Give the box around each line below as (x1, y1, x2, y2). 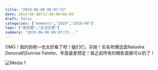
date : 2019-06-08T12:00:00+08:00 (5, 12, 74, 17)
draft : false (5, 16, 32, 21)
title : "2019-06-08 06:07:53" (5, 7, 67, 12)
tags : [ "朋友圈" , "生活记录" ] (5, 25, 60, 30)
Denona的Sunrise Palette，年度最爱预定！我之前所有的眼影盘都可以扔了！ (5, 50, 155, 56)
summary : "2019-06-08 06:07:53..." (5, 30, 78, 35)
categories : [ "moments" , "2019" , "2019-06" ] (5, 21, 94, 26)
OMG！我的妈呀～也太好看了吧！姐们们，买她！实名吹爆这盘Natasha (5, 44, 145, 49)
